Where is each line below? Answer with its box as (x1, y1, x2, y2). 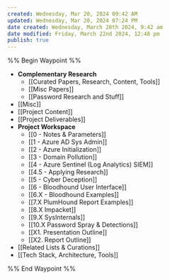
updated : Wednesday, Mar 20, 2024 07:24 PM (7, 17, 138, 24)
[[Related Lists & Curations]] (17, 243, 101, 252)
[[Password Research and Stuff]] (28, 93, 124, 101)
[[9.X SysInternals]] (28, 213, 86, 222)
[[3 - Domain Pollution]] (28, 153, 98, 162)
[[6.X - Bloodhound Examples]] (28, 191, 119, 199)
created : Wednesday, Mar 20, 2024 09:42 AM (7, 10, 138, 18)
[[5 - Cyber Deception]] (28, 175, 98, 184)
